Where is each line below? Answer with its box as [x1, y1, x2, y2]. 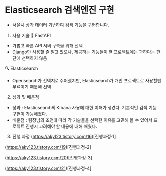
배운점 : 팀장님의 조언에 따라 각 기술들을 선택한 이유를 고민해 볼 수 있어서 [12, 117, 153, 123]
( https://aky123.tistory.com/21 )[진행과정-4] [5, 165, 92, 171]
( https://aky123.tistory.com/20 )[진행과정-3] [5, 154, 93, 161]
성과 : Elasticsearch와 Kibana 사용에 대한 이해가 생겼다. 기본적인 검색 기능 [12, 104, 157, 110]
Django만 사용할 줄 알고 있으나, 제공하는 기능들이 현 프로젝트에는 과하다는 [12, 49, 155, 55]
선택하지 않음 [21, 55, 47, 61]
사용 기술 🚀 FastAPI [12, 32, 51, 38]
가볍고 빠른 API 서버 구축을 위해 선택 [12, 43, 83, 48]
